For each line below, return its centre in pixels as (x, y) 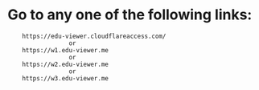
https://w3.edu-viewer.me (66, 78)
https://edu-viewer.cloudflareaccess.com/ (94, 36)
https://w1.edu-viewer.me (66, 50)
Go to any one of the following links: (130, 15)
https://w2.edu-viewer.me (66, 64)
